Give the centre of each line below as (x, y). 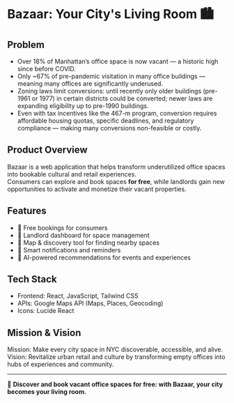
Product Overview (47, 150)
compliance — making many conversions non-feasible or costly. (109, 128)
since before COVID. (47, 69)
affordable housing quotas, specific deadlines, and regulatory (106, 121)
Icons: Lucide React (46, 311)
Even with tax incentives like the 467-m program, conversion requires (117, 113)
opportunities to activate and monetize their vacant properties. (97, 189)
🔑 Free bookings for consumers (62, 227)
